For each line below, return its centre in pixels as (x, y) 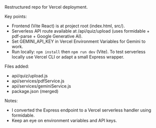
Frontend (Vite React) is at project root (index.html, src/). (68, 26)
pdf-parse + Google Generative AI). (47, 36)
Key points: (16, 16)
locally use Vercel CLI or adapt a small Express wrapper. (68, 57)
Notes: (11, 101)
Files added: (17, 66)
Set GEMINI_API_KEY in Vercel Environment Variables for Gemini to (78, 41)
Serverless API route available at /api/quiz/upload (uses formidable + (81, 31)
